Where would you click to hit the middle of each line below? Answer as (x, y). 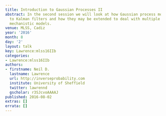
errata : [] (16, 106)
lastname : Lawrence (30, 74)
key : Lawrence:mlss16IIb (31, 51)
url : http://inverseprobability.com (47, 78)
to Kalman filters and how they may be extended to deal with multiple (85, 19)
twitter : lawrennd (29, 88)
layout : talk (19, 46)
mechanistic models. (31, 23)
